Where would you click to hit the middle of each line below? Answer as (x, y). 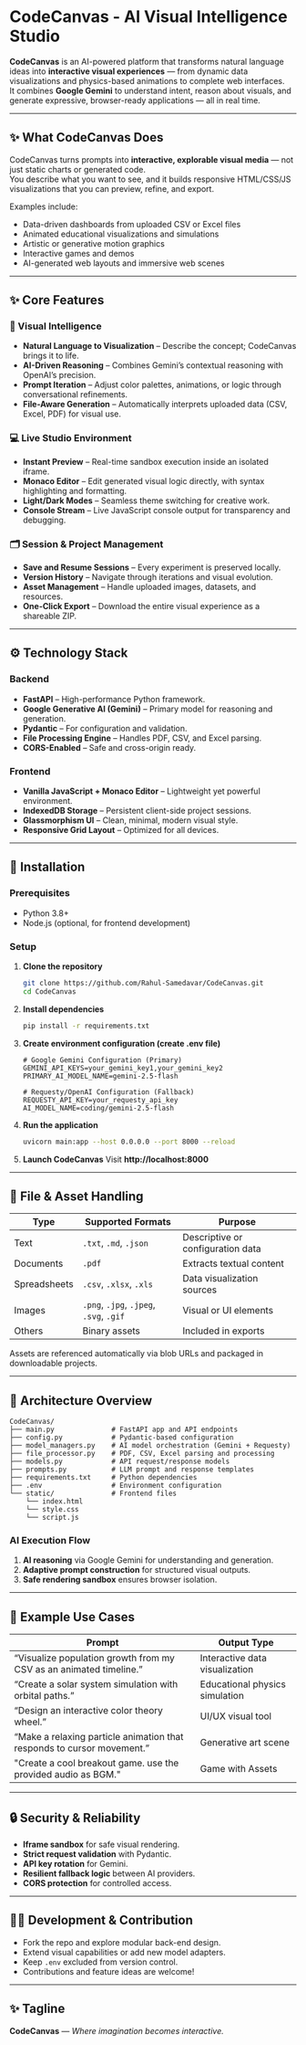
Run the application (60, 1124)
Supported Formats (128, 1222)
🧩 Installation (47, 867)
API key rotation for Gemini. (75, 1864)
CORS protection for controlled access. (97, 1883)
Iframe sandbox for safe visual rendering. (101, 1845)
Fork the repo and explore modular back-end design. (122, 1942)
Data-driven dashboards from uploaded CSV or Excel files (132, 224)
